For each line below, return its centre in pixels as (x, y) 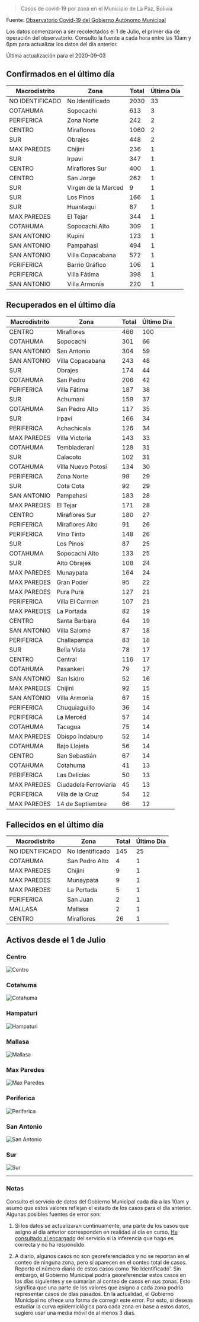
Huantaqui (81, 207)
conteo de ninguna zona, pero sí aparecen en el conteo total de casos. (101, 1262)
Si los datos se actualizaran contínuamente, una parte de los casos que (102, 1225)
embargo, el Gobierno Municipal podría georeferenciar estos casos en (100, 1275)
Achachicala (74, 428)
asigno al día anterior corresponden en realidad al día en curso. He (96, 1232)
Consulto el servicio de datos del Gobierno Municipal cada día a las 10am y (98, 1201)
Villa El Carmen (78, 601)
